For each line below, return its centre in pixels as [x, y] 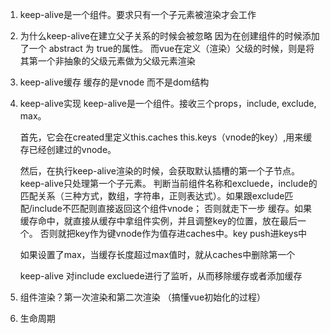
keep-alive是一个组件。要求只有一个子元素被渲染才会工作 [138, 14]
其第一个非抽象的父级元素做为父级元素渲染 [107, 61]
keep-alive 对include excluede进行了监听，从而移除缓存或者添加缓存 [161, 276]
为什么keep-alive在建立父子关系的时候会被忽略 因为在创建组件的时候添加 [169, 36]
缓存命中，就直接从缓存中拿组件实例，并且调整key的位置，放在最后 [158, 221]
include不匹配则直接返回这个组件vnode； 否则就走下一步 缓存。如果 [172, 208]
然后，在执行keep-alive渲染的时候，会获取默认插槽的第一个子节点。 [159, 171]
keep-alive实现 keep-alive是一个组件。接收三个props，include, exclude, [168, 103]
